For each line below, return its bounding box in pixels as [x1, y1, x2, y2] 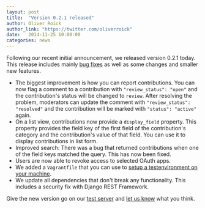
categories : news [6, 37, 51, 43]
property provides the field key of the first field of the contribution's [15, 125, 186, 132]
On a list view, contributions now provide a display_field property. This [15, 118, 197, 125]
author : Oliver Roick [6, 20, 62, 26]
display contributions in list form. [15, 138, 98, 144]
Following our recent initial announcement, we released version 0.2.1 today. [6, 54, 196, 61]
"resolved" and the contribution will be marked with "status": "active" [15, 105, 197, 112]
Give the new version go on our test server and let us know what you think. [6, 195, 195, 202]
